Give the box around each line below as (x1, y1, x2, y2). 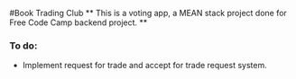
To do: (9, 39, 38, 52)
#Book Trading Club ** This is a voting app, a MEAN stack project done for (9, 8, 287, 18)
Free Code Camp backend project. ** (9, 17, 148, 28)
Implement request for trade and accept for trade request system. (22, 60, 268, 71)
